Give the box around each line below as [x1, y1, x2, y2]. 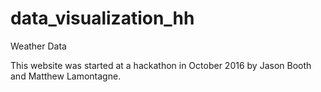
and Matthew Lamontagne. [10, 70, 122, 82]
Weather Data [10, 40, 67, 52]
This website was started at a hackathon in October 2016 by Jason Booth [10, 59, 312, 71]
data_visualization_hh [10, 7, 195, 30]
